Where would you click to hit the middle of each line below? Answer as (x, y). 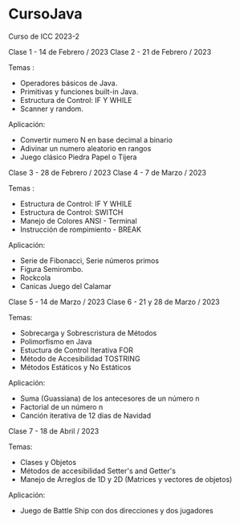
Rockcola (35, 278)
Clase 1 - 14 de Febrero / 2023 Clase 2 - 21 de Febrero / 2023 (110, 51)
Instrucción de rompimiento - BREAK (81, 229)
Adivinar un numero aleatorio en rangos (85, 148)
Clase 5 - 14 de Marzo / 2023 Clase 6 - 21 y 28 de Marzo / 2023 (114, 302)
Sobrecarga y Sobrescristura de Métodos (88, 333)
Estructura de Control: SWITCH (71, 212)
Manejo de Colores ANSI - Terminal (79, 220)
